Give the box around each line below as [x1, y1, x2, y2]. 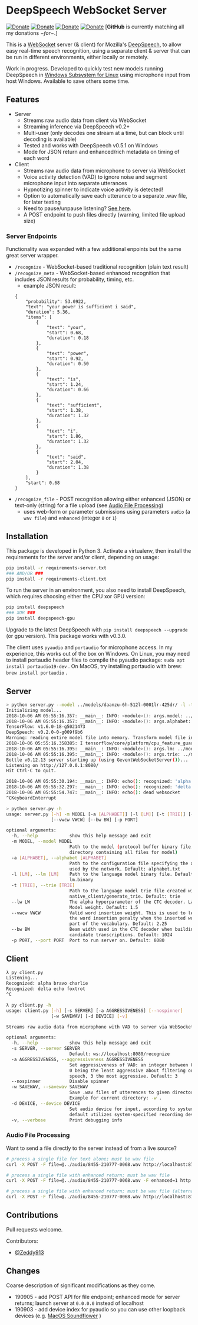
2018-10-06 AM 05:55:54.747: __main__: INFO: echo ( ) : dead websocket [6, 789, 181, 796]
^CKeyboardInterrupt [6, 795, 57, 801]
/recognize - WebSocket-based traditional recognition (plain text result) [14, 263, 189, 270]
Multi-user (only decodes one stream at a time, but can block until [23, 129, 184, 136]
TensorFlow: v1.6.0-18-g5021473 [6, 724, 85, 730]
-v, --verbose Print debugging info [11, 1117, 123, 1123]
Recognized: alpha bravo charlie [6, 981, 88, 987]
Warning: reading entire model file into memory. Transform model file [6, 735, 186, 741]
